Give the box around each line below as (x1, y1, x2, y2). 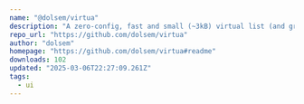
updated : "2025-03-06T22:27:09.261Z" (9, 64, 152, 73)
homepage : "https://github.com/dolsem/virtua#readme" (9, 47, 217, 56)
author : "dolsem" (9, 38, 75, 48)
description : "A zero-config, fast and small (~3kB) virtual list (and (9, 22, 285, 31)
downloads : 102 (9, 55, 67, 64)
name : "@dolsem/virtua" (9, 13, 100, 23)
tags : (9, 72, 30, 81)
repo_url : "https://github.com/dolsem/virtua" (9, 30, 188, 39)
